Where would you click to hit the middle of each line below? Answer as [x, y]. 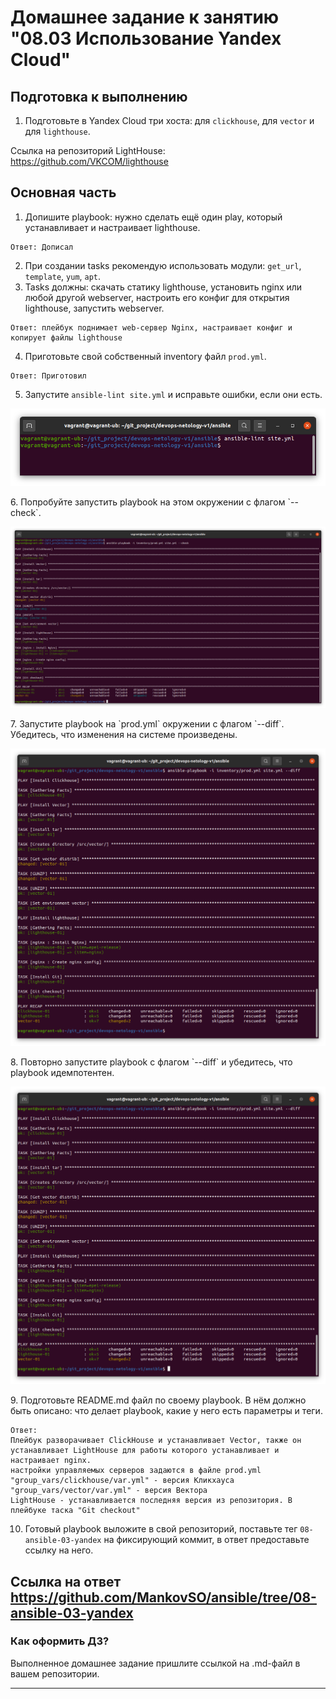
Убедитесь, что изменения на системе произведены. [124, 735]
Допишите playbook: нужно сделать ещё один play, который [153, 217]
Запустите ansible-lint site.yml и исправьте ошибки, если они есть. [173, 394]
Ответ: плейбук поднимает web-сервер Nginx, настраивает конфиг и [151, 327]
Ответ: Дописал [42, 247]
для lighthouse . [57, 131]
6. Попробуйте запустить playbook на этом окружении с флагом [148, 502]
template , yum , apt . [63, 276]
